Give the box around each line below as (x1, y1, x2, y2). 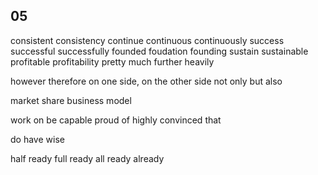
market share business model (10, 94, 132, 106)
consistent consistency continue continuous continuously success (10, 34, 285, 46)
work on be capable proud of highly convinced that (10, 114, 222, 126)
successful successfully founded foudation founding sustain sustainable (10, 45, 309, 57)
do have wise (10, 133, 65, 145)
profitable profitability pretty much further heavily (10, 55, 215, 68)
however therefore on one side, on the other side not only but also (10, 75, 283, 87)
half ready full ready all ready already (10, 152, 165, 164)
